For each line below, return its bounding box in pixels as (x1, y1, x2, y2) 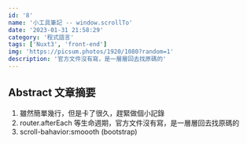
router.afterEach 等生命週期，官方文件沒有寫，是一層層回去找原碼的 (19, 118, 240, 128)
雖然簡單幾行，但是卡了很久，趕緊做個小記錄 (19, 108, 165, 117)
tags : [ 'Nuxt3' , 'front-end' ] (8, 41, 108, 49)
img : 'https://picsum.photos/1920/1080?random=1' (8, 48, 175, 56)
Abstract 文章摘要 (8, 86, 96, 99)
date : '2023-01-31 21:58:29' (8, 26, 104, 34)
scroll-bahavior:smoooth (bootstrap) (19, 127, 138, 136)
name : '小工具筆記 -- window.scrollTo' (8, 19, 133, 27)
